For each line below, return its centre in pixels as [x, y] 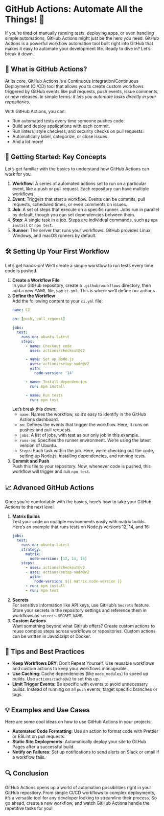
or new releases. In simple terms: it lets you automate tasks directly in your [81, 96]
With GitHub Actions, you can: [35, 111]
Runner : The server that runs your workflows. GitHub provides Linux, [82, 230]
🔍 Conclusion [27, 773]
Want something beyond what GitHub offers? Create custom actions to [83, 626]
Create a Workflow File [36, 280]
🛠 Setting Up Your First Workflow [57, 251]
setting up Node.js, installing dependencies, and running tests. [82, 456]
